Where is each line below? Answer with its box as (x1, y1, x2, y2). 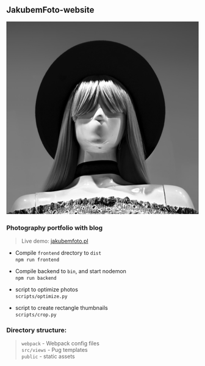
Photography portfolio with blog (6, 223, 103, 232)
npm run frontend (15, 257, 60, 263)
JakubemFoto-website (6, 5, 95, 15)
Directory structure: (6, 326, 67, 335)
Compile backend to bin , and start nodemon (15, 268, 127, 275)
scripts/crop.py (15, 312, 57, 318)
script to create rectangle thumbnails (15, 304, 108, 312)
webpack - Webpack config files (21, 340, 99, 347)
